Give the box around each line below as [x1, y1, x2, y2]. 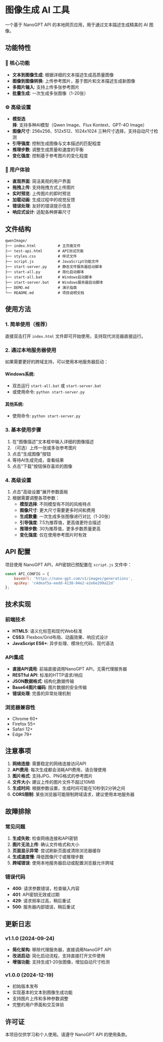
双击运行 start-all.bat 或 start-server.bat [12, 383, 102, 389]
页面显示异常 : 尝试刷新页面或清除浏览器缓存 [12, 848, 101, 854]
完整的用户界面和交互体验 [12, 1002, 64, 1008]
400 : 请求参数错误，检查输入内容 [12, 886, 80, 891]
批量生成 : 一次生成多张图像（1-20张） [12, 90, 88, 96]
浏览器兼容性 [5, 704, 36, 711]
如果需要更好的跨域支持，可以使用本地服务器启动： [5, 359, 109, 365]
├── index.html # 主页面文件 [5, 244, 81, 248]
